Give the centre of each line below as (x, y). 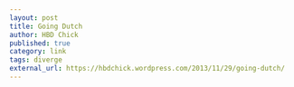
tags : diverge (36, 60)
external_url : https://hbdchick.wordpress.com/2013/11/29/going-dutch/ (147, 69)
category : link (38, 52)
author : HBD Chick (44, 34)
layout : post (34, 18)
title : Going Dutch (46, 26)
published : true (40, 43)
